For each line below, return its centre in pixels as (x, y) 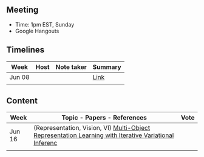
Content (22, 101)
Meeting (22, 10)
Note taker (71, 67)
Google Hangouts (37, 31)
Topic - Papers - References (104, 118)
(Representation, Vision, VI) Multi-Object (92, 128)
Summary (107, 67)
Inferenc (45, 143)
